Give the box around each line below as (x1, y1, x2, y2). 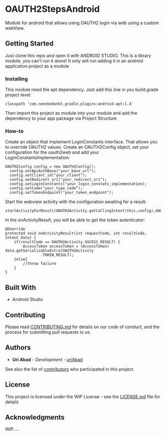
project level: (5, 92, 32, 98)
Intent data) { (5, 235, 37, 240)
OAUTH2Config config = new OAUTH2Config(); (5, 164, 96, 169)
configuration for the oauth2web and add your (5, 149, 100, 155)
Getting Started (5, 40, 54, 48)
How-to (5, 128, 24, 134)
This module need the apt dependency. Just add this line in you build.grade (5, 87, 159, 92)
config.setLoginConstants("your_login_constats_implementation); (9, 181, 147, 186)
